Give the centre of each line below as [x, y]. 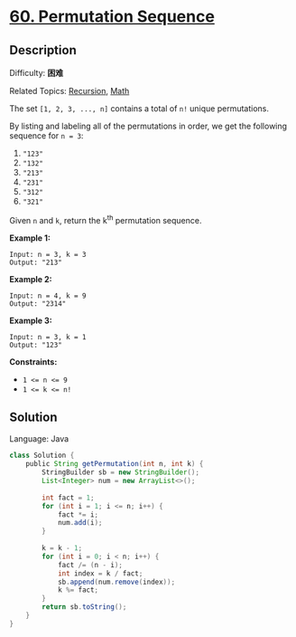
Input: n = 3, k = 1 [48, 337]
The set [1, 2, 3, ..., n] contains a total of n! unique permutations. [139, 109]
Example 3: [31, 320]
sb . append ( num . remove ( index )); [116, 582]
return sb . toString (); [84, 607]
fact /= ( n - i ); [90, 565]
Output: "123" [36, 345]
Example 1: [30, 238]
